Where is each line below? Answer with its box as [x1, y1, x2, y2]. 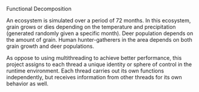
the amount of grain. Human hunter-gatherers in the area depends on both [6, 36, 192, 43]
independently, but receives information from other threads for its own [6, 74, 182, 80]
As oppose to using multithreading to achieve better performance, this [6, 54, 182, 61]
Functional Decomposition [6, 5, 72, 12]
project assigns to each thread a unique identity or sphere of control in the [6, 61, 192, 68]
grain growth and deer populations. [6, 42, 95, 50]
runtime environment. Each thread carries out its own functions [6, 67, 164, 74]
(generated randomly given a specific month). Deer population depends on [6, 30, 194, 37]
